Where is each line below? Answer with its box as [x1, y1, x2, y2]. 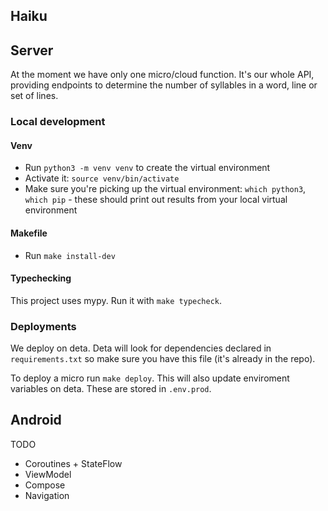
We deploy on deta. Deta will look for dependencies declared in [10, 342, 272, 354]
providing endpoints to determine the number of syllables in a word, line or [10, 79, 318, 91]
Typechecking [10, 272, 72, 284]
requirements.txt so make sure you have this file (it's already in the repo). [10, 353, 316, 365]
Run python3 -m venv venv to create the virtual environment [24, 162, 271, 174]
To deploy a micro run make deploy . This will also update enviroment [10, 372, 290, 384]
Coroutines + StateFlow [24, 457, 123, 469]
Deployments [10, 319, 77, 333]
